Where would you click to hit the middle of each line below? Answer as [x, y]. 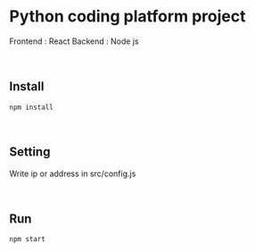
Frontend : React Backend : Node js [74, 41]
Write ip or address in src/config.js [73, 173]
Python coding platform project [127, 17]
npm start [28, 239]
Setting [30, 152]
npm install [31, 107]
